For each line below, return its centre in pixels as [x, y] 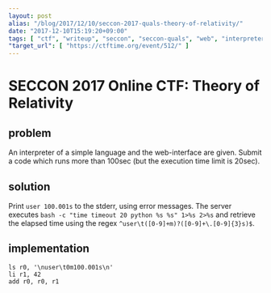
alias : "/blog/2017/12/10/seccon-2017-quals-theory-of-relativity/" [126, 23]
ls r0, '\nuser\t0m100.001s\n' [61, 267]
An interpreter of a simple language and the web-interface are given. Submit [135, 153]
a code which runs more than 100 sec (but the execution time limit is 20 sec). [134, 161]
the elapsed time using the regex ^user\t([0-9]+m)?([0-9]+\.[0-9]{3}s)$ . [132, 223]
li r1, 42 [25, 274]
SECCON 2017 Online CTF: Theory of [134, 86]
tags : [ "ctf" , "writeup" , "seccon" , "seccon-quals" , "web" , [113, 38]
